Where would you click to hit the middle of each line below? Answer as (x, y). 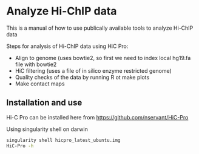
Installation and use (44, 103)
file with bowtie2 (36, 64)
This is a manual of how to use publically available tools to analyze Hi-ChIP (100, 28)
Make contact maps (40, 84)
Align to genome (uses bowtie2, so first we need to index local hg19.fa (103, 58)
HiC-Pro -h (20, 146)
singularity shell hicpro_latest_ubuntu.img (63, 140)
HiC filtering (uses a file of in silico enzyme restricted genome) (93, 70)
